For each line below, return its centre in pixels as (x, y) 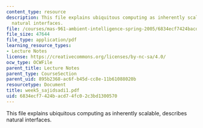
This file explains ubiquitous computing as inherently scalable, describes (97, 113)
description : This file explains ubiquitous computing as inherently (96, 18)
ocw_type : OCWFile (29, 62)
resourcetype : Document (36, 85)
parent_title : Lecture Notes (43, 68)
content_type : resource (36, 12)
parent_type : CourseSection (42, 74)
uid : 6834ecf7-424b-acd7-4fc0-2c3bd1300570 (62, 96)
